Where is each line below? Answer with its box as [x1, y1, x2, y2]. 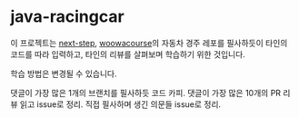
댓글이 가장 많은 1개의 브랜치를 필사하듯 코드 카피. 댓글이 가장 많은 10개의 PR [10, 87, 281, 98]
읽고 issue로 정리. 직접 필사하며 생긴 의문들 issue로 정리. [19, 98, 222, 110]
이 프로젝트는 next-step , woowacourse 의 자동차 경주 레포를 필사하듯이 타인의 [10, 37, 288, 48]
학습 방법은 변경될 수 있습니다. [10, 68, 117, 79]
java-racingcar [10, 6, 125, 27]
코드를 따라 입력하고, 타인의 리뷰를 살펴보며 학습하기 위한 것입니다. [10, 48, 246, 60]
